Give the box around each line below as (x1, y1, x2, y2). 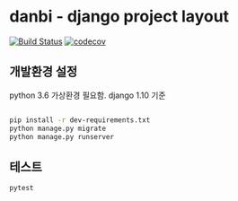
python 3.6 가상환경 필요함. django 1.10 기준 (9, 90, 166, 100)
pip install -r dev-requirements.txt (9, 115, 151, 125)
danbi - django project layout (9, 6, 230, 27)
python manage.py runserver (9, 132, 115, 141)
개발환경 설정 (9, 65, 78, 80)
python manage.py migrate (9, 124, 106, 133)
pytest (9, 184, 34, 193)
